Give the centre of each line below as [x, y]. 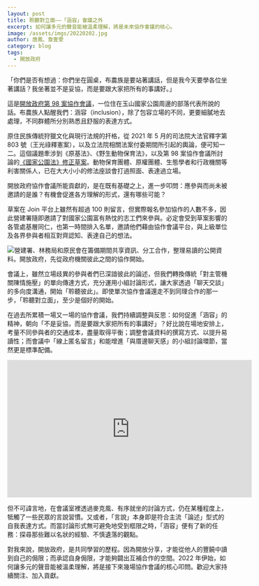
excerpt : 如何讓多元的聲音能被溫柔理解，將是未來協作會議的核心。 [91, 27]
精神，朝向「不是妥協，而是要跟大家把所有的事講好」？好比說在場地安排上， [117, 323]
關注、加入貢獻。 [38, 575]
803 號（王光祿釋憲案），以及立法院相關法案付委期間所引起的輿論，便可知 [113, 145]
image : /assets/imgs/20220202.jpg [58, 33]
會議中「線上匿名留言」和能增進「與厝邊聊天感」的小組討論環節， [126, 341]
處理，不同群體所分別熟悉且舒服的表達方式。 [72, 121]
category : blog [29, 46]
